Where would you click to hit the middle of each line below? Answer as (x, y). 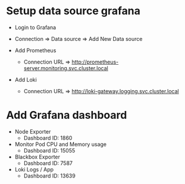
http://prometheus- (95, 62)
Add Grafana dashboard (67, 115)
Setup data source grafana (73, 11)
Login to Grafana (35, 27)
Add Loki (26, 80)
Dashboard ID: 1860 (48, 138)
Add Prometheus (35, 50)
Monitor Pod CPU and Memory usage (61, 144)
